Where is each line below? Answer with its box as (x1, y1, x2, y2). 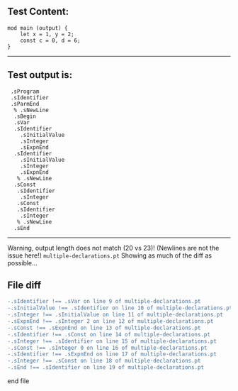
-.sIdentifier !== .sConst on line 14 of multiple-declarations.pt (7, 331, 211, 338)
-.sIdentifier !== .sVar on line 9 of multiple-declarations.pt (7, 298, 201, 305)
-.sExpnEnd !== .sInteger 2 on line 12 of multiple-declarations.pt (7, 318, 214, 325)
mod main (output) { (7, 24, 69, 31)
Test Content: (7, 6, 69, 18)
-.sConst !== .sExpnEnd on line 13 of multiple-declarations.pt (7, 324, 201, 331)
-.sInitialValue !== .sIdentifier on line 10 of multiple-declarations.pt (7, 304, 233, 312)
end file (7, 377, 30, 385)
